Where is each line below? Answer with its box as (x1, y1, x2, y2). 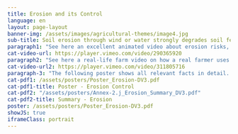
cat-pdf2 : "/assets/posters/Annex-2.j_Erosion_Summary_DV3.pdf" (7, 89, 201, 96)
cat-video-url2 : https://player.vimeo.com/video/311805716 (7, 63, 186, 70)
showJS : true (7, 109, 46, 116)
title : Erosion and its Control (7, 10, 103, 18)
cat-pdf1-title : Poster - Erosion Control (7, 83, 135, 90)
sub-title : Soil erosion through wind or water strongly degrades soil (7, 37, 223, 44)
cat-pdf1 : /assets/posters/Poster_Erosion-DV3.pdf (7, 76, 160, 84)
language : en (7, 17, 46, 24)
